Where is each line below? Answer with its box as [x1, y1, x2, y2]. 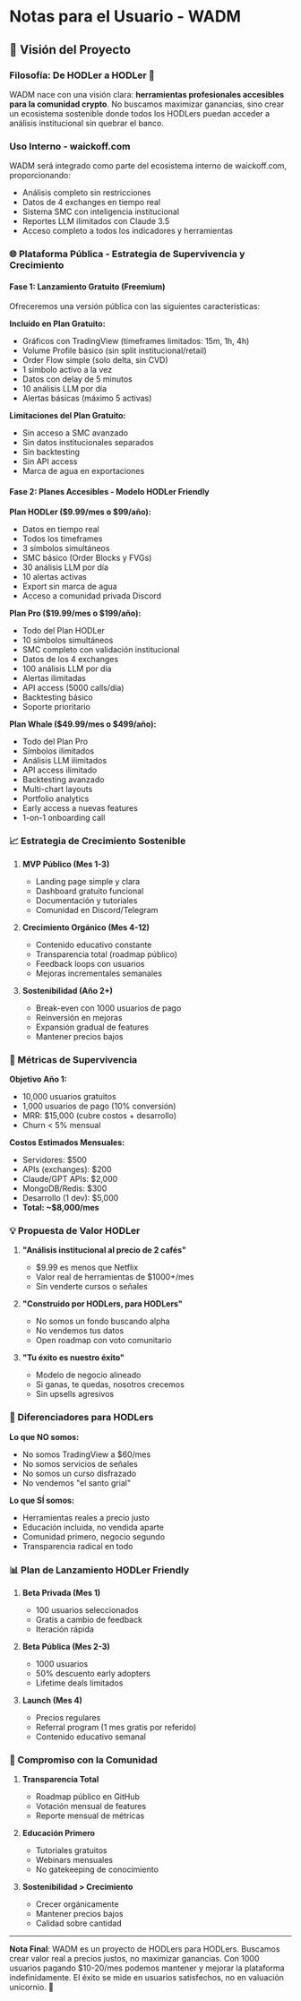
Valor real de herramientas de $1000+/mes [35, 1272, 194, 1282]
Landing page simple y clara [35, 875, 141, 886]
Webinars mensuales [35, 1855, 114, 1866]
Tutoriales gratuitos [35, 1845, 107, 1856]
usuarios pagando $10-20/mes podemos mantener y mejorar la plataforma [9, 1962, 285, 1973]
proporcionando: [9, 170, 72, 181]
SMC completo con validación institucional [21, 643, 180, 655]
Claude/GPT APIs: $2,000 [21, 1174, 118, 1185]
